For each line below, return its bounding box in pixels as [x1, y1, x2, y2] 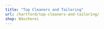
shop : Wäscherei [5, 16, 39, 21]
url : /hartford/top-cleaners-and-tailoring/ [5, 12, 99, 17]
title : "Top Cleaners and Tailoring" [5, 7, 84, 12]
